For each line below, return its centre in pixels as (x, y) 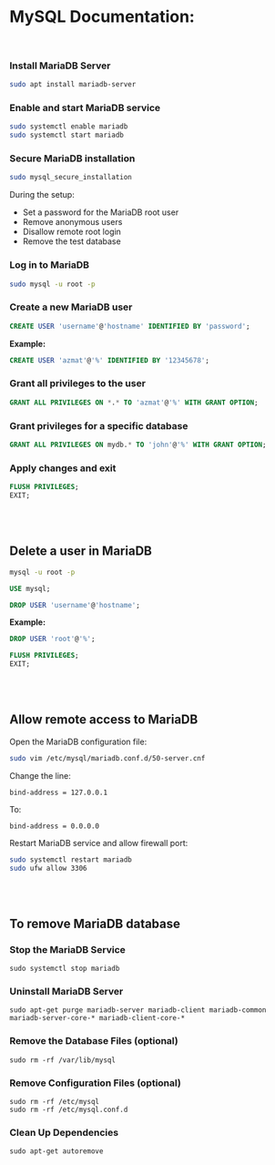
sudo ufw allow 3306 (49, 868)
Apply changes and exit (63, 468)
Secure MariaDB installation (72, 158)
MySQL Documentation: (102, 17)
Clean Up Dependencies (64, 1132)
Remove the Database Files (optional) (94, 1041)
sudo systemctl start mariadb (67, 135)
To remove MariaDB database (95, 923)
